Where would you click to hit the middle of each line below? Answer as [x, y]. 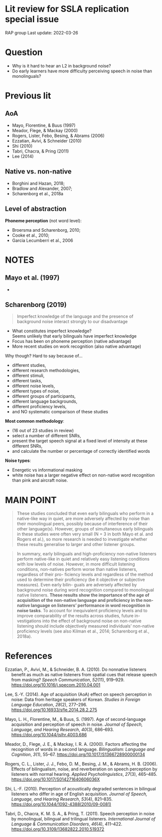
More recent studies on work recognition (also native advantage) [77, 346]
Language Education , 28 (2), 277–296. [49, 705]
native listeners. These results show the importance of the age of [83, 595]
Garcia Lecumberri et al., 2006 [43, 240]
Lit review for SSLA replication [67, 9]
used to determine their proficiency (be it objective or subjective [81, 580]
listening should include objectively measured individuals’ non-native [86, 626]
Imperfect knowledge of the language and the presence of [75, 316]
